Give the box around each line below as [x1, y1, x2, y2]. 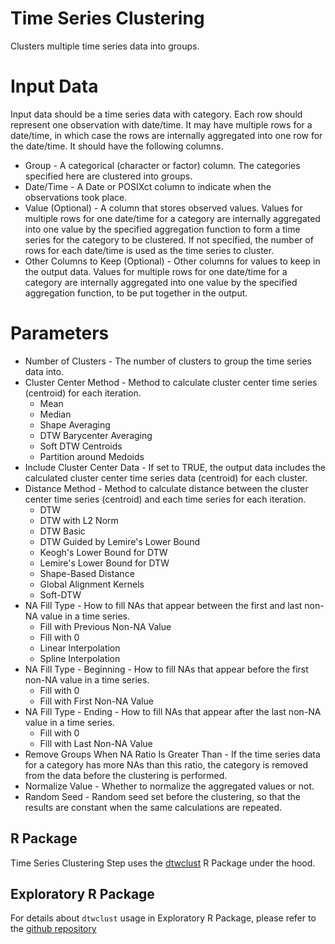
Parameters [10, 322, 110, 345]
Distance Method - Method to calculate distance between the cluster [24, 482, 309, 494]
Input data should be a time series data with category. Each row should [10, 108, 303, 120]
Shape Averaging [39, 418, 111, 431]
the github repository [10, 923, 97, 935]
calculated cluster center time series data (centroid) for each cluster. [24, 472, 308, 484]
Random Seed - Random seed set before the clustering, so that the [24, 790, 302, 802]
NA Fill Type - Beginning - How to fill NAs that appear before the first [24, 663, 309, 675]
